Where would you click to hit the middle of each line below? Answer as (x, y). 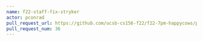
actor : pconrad (25, 17)
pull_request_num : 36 (34, 29)
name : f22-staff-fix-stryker (43, 12)
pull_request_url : (29, 23)
